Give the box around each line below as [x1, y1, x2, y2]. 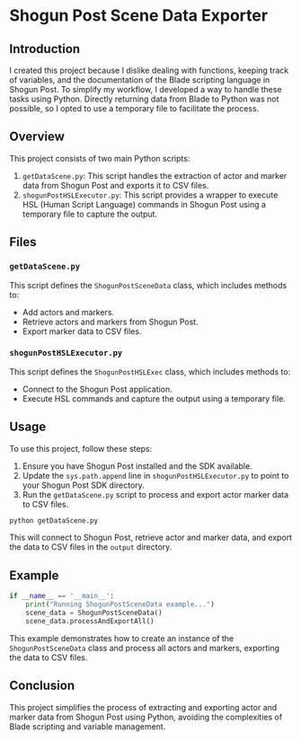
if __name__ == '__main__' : [9, 592, 115, 601]
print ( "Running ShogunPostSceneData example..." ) [25, 600, 216, 609]
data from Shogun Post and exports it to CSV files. [22, 180, 209, 190]
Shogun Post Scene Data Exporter [9, 5, 268, 26]
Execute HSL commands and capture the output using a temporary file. [22, 393, 286, 404]
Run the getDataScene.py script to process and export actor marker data [22, 489, 289, 499]
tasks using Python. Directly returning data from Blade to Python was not [9, 93, 279, 104]
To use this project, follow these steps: [9, 443, 153, 454]
